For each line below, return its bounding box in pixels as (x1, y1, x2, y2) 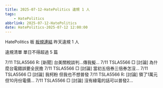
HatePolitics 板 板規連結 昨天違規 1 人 (5, 39, 79, 45)
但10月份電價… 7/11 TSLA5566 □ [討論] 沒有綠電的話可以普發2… (5, 78, 133, 84)
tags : (5, 12, 16, 16)
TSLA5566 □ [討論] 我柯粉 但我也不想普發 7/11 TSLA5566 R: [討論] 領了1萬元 (5, 72, 158, 77)
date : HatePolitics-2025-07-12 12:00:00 (5, 25, 88, 30)
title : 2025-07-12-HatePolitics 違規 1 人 (5, 7, 90, 12)
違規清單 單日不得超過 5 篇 (5, 49, 58, 55)
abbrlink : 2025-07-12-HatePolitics (5, 20, 77, 26)
